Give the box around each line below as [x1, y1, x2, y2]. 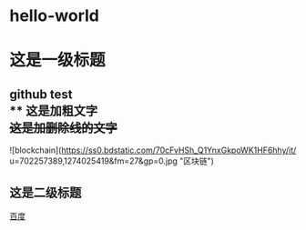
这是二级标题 [9, 185, 82, 200]
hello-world [9, 5, 100, 26]
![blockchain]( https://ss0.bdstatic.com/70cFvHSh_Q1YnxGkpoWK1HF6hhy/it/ [9, 145, 297, 155]
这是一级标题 [9, 50, 107, 71]
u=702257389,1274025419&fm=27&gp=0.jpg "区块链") [9, 155, 214, 166]
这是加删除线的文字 [9, 120, 117, 135]
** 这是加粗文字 [9, 103, 98, 118]
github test [9, 86, 73, 102]
